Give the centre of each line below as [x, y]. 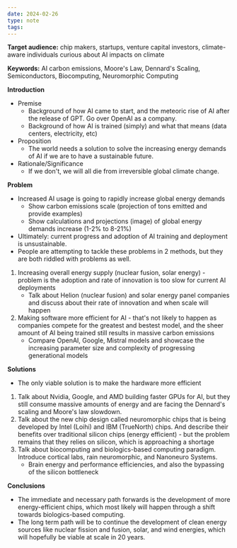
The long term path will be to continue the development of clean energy [122, 522]
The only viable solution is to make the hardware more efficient [109, 383]
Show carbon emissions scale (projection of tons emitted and [117, 206]
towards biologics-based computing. [71, 515]
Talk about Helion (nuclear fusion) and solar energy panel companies [129, 296]
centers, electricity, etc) [63, 134]
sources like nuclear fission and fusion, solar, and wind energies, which [122, 530]
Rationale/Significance [50, 164]
